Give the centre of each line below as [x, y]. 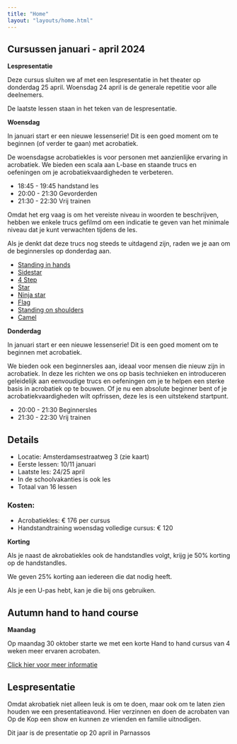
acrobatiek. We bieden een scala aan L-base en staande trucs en [102, 165]
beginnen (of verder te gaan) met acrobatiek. [73, 144]
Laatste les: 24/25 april [51, 472]
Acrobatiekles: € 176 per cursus [64, 520]
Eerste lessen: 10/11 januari [57, 464]
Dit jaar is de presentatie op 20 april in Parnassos [79, 733]
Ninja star [31, 295]
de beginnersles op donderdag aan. [59, 251]
